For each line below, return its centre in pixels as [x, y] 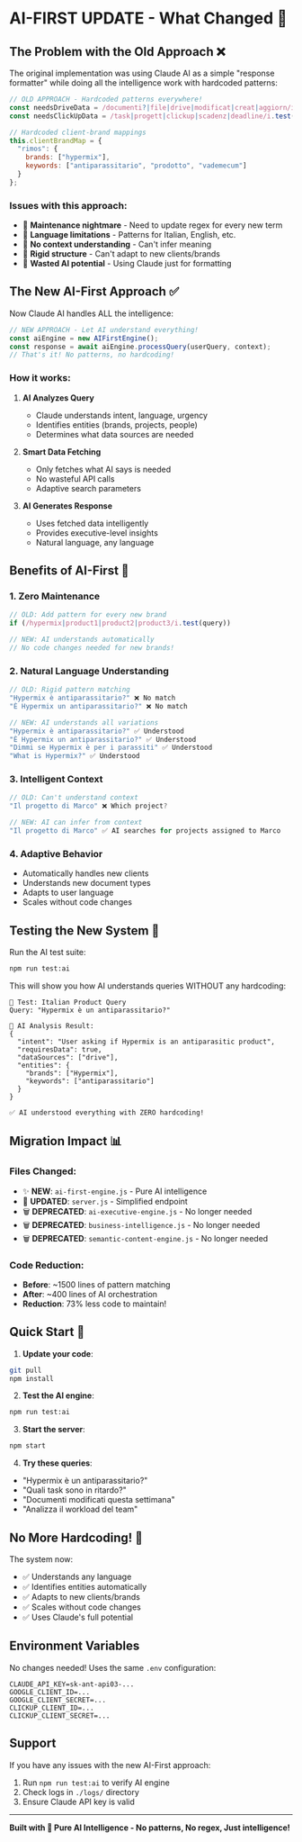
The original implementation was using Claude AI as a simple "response [142, 73]
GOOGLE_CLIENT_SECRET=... [58, 1700]
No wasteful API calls [75, 479]
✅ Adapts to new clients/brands [81, 1597]
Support [33, 1743]
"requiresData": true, [60, 1049]
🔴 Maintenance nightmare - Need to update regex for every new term [152, 225]
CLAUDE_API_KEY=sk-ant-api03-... [72, 1684]
